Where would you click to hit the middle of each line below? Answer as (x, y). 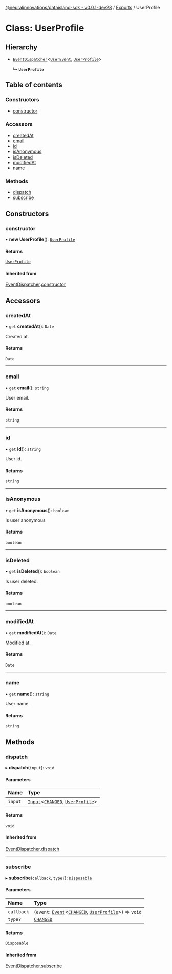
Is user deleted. (22, 581)
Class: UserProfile (45, 28)
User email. (17, 397)
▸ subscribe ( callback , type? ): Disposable (49, 878)
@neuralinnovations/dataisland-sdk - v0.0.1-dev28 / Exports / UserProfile (83, 7)
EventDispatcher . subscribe (34, 966)
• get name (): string (27, 694)
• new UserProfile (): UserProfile (40, 239)
